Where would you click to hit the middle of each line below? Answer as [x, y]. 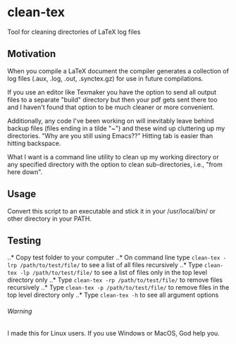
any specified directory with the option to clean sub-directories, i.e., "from [115, 164]
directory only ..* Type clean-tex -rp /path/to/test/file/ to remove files [115, 280]
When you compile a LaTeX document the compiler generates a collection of [118, 70]
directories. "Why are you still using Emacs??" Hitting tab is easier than [110, 135]
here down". [25, 172]
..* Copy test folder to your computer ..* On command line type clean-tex [114, 257]
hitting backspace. [34, 143]
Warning [20, 311]
